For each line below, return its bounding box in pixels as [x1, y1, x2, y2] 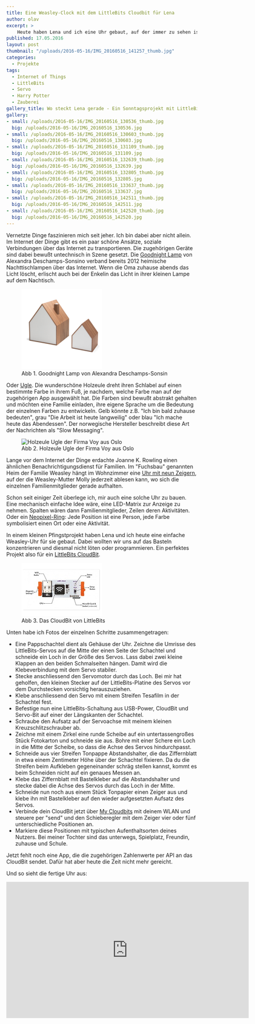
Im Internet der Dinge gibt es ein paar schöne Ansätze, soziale [6, 238, 162, 245]
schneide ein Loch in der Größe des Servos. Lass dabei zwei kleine [15, 653, 183, 660]
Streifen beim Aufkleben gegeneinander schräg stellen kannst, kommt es [15, 762, 197, 770]
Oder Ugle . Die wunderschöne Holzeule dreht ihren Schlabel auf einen [6, 382, 182, 389]
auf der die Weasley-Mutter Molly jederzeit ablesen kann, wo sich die [6, 475, 179, 483]
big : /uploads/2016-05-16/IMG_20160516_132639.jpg [12, 163, 142, 169]
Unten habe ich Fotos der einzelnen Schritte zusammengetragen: [6, 629, 169, 636]
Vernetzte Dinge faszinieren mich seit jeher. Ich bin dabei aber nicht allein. [6, 231, 191, 239]
